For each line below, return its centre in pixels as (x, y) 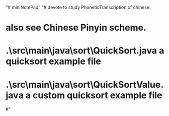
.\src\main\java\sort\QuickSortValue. (85, 84)
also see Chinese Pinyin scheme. (76, 28)
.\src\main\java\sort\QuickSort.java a (85, 51)
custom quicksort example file (97, 95)
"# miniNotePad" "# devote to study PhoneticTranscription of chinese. (78, 7)
